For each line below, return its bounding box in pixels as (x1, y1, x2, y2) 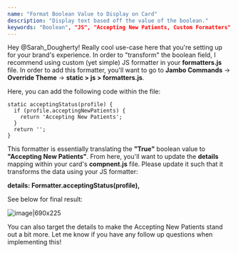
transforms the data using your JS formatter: (7, 167, 138, 176)
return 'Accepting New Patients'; (20, 113, 123, 121)
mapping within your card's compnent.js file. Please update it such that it (7, 160, 223, 168)
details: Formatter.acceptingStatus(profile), (7, 181, 140, 190)
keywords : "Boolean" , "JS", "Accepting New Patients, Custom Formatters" (7, 24, 232, 31)
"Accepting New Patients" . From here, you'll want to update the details (7, 153, 219, 161)
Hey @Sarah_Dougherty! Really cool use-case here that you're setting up (7, 43, 223, 52)
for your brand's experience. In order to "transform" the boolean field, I (7, 51, 216, 59)
